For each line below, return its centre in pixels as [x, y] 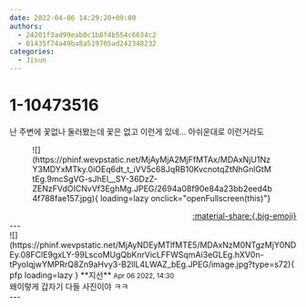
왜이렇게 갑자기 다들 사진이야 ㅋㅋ [69, 286]
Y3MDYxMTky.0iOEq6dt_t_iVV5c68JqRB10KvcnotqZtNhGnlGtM [152, 169]
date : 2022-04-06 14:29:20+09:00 [73, 18]
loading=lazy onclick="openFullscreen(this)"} [185, 198]
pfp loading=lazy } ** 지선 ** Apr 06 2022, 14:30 [92, 275]
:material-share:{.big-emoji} [245, 216]
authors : [26, 26]
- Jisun [32, 60]
